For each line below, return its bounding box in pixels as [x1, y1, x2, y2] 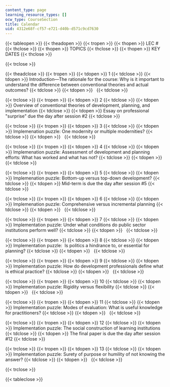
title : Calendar [5, 21, 40, 27]
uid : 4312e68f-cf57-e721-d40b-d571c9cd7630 [5, 26, 99, 32]
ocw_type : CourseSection [5, 17, 58, 22]
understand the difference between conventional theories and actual [5, 82, 149, 88]
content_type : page [5, 7, 47, 13]
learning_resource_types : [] [5, 12, 67, 17]
